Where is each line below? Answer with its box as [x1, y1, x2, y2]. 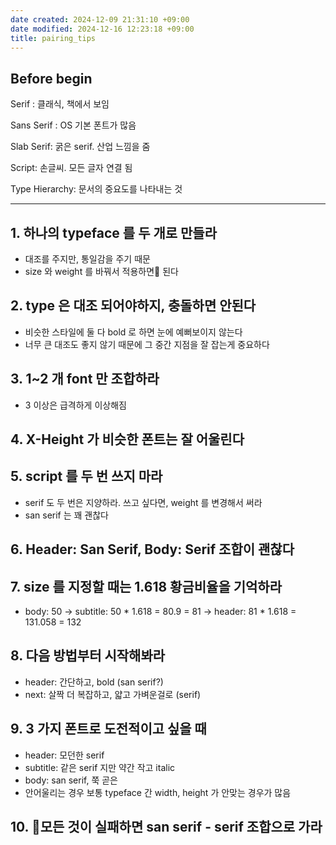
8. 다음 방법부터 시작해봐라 [10, 647, 166, 665]
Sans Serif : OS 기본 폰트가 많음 [10, 119, 137, 131]
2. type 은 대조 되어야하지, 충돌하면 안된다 [10, 297, 257, 315]
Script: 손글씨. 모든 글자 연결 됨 [10, 162, 133, 174]
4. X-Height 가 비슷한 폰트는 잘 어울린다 [10, 431, 245, 448]
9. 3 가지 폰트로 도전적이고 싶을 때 [10, 721, 207, 738]
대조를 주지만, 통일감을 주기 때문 [24, 253, 151, 265]
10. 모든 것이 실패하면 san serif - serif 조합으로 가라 [10, 819, 323, 836]
